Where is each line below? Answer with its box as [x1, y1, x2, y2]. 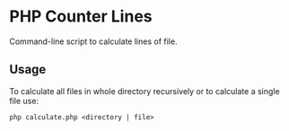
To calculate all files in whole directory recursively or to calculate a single [9, 85, 280, 96]
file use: [9, 95, 39, 106]
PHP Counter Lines [9, 6, 153, 27]
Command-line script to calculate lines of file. [9, 36, 178, 47]
